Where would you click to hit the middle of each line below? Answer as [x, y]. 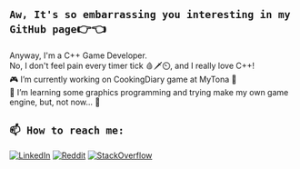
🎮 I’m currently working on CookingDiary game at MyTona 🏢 [123, 79]
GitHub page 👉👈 [58, 29]
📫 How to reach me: [67, 130]
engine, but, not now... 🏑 [55, 102]
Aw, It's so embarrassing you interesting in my [150, 15]
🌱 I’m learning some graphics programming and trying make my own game [149, 92]
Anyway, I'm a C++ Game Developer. [78, 55]
